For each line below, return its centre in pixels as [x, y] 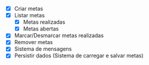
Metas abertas [41, 29]
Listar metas [30, 16]
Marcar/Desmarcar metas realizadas [59, 36]
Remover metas [33, 42]
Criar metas [29, 9]
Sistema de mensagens [43, 49]
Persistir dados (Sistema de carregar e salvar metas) [79, 55]
